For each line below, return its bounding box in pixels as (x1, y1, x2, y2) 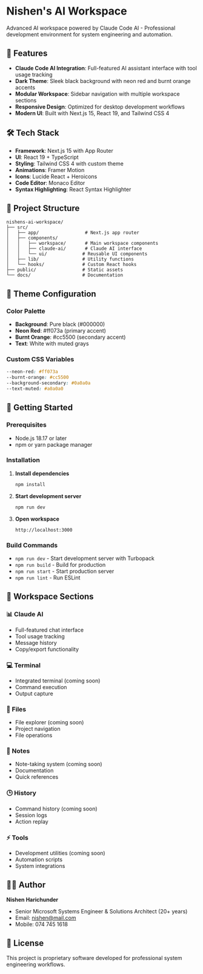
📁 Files (6, 705, 26, 713)
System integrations (15, 862, 65, 870)
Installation (6, 456, 41, 464)
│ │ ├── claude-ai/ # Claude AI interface (6, 245, 142, 252)
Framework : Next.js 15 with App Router (15, 147, 113, 154)
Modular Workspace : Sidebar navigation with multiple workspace (15, 90, 180, 98)
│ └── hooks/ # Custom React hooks (6, 262, 137, 268)
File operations (15, 732, 53, 739)
